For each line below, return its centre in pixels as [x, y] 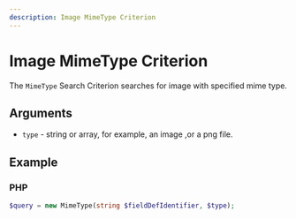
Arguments [41, 113]
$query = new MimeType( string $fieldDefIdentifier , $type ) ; [122, 206]
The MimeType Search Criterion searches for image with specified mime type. [148, 86]
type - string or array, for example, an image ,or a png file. [127, 134]
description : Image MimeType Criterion [83, 17]
